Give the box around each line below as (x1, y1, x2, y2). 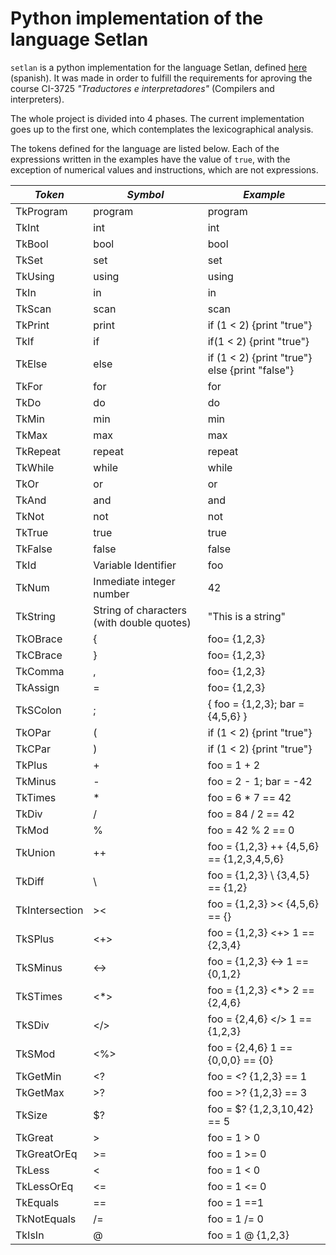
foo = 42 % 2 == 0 (207, 823, 295, 837)
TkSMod (15, 1047, 56, 1061)
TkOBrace (15, 632, 63, 646)
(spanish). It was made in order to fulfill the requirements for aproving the (10, 72, 313, 84)
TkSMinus (15, 960, 63, 974)
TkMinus (15, 774, 57, 788)
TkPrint (15, 318, 50, 332)
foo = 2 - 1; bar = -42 (207, 774, 313, 788)
